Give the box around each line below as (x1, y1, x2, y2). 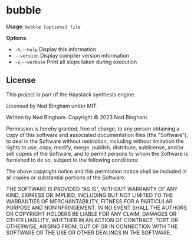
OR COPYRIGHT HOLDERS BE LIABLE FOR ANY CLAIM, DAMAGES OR (6, 210, 177, 217)
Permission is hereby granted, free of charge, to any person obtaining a (6, 125, 180, 132)
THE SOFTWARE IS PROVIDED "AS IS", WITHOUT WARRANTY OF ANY (6, 185, 178, 192)
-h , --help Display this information (14, 45, 97, 53)
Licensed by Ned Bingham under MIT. (6, 102, 98, 109)
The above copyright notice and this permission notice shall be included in (6, 168, 187, 175)
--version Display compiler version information (14, 52, 130, 59)
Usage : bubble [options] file (6, 23, 81, 30)
